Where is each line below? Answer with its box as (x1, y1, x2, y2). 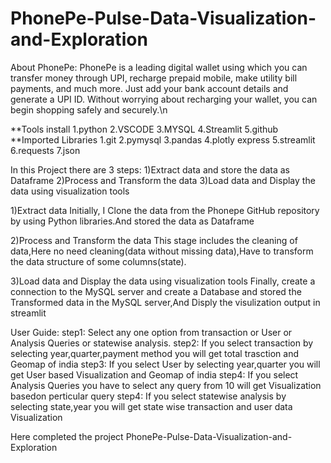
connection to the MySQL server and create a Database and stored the (10, 285, 302, 297)
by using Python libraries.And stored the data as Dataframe (10, 215, 255, 227)
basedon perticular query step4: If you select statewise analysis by (10, 390, 287, 402)
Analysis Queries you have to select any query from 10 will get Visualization (10, 379, 322, 391)
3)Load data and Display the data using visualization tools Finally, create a (10, 275, 316, 287)
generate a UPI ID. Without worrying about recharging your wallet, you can (10, 93, 318, 105)
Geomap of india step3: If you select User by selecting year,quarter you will (10, 358, 321, 370)
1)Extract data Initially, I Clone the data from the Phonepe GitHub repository (10, 204, 320, 216)
